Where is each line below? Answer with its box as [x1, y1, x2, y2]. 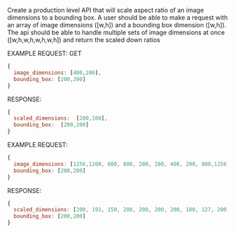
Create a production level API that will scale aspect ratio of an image [7, 6, 204, 14]
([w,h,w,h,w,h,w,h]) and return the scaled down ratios [7, 36, 161, 44]
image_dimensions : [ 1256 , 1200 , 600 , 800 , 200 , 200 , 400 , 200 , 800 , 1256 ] [13, 160, 230, 167]
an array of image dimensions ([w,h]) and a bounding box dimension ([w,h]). [7, 21, 227, 29]
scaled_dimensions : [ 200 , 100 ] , [13, 115, 108, 122]
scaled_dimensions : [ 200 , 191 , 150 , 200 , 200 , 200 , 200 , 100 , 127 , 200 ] [13, 206, 230, 213]
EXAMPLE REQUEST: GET [7, 49, 82, 57]
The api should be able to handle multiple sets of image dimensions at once [7, 28, 225, 36]
